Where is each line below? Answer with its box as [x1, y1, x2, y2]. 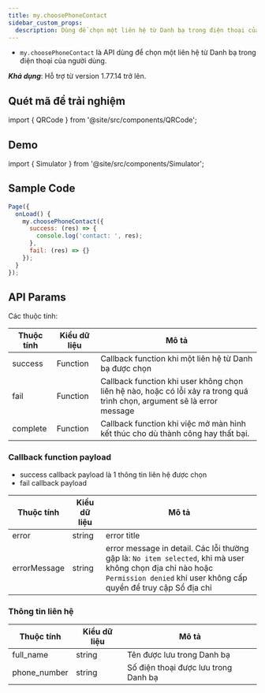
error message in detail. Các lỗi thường [105, 542, 249, 553]
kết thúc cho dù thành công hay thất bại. [100, 428, 250, 439]
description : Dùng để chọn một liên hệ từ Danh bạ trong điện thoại [15, 26, 245, 34]
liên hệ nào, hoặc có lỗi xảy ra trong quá [100, 386, 248, 397]
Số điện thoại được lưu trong [127, 661, 233, 673]
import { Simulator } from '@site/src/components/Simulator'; [8, 159, 204, 168]
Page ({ [8, 203, 30, 211]
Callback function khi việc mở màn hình [100, 419, 247, 430]
